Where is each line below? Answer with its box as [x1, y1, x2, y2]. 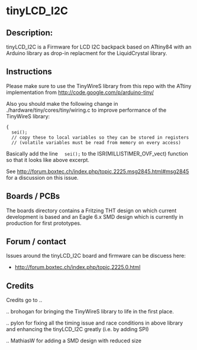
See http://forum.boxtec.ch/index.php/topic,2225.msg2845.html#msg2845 [6, 167, 189, 175]
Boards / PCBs [6, 191, 60, 202]
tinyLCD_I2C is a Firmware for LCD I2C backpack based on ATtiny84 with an [6, 43, 192, 50]
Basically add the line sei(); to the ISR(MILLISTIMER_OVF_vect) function [6, 150, 188, 157]
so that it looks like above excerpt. [6, 156, 90, 163]
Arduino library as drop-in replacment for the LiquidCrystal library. [6, 50, 167, 57]
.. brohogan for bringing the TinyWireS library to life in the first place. [6, 308, 175, 315]
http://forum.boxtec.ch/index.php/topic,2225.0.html [14, 264, 141, 271]
